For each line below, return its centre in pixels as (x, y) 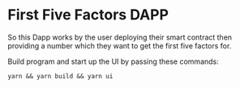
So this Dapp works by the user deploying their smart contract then (120, 37)
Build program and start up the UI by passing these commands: (114, 61)
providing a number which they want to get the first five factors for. (120, 45)
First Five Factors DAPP (88, 15)
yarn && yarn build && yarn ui (60, 76)
